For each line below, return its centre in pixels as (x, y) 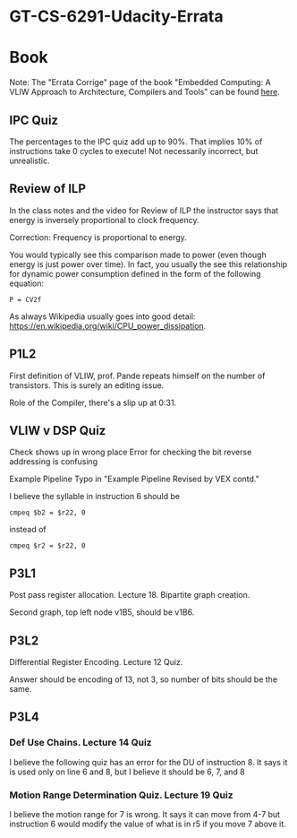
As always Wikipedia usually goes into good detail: (102, 316)
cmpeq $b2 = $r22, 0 (48, 513)
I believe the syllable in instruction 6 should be (95, 497)
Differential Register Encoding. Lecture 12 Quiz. (96, 662)
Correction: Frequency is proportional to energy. (98, 237)
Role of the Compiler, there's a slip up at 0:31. (93, 402)
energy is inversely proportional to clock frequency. (104, 220)
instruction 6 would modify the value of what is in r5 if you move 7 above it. (148, 824)
